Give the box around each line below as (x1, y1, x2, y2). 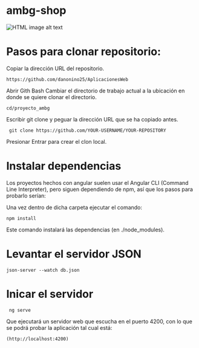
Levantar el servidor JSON (6, 247, 142, 260)
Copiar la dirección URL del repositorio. (6, 65, 105, 72)
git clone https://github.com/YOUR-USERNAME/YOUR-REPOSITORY (8, 127, 166, 134)
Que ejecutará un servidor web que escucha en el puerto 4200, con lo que (6, 318, 192, 325)
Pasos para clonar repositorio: (6, 45, 161, 59)
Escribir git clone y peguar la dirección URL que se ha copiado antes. (6, 115, 178, 123)
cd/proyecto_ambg (6, 105, 50, 111)
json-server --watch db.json (6, 267, 80, 273)
